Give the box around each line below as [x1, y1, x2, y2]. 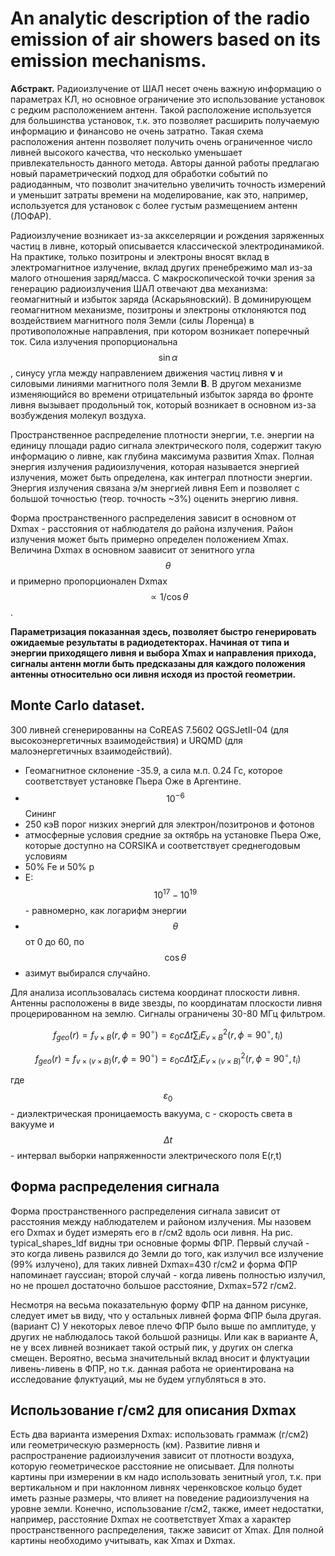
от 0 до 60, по [24, 936, 85, 948]
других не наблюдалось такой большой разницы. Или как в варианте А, [10, 1330, 319, 1342]
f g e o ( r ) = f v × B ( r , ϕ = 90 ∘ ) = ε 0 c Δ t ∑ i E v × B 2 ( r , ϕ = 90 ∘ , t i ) [53, 1027, 283, 1043]
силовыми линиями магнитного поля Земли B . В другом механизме [10, 377, 302, 389]
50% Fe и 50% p [24, 861, 95, 873]
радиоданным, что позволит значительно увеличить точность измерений [10, 178, 326, 190]
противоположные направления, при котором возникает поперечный [10, 325, 310, 337]
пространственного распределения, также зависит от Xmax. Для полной [10, 1524, 324, 1536]
